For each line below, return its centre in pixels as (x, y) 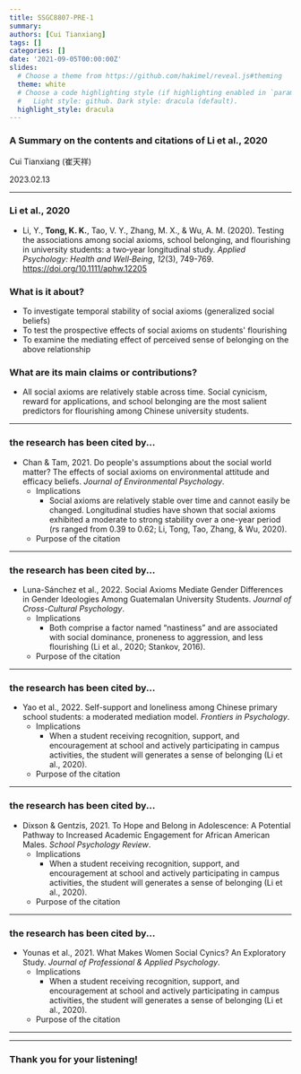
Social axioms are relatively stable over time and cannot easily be (170, 500)
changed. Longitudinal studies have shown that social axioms (162, 510)
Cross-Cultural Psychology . (73, 609)
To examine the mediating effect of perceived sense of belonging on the (155, 340)
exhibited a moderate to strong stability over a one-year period (165, 519)
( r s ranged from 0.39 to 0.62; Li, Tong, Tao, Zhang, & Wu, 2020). (168, 529)
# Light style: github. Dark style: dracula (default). (128, 101)
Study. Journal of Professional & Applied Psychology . (121, 962)
